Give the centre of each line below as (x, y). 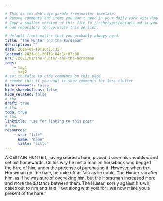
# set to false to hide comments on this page (53, 76)
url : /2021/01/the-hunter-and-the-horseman (50, 58)
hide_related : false (26, 94)
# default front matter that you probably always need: (63, 36)
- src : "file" (28, 135)
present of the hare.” (26, 193)
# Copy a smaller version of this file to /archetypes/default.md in (77, 23)
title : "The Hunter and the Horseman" (44, 41)
